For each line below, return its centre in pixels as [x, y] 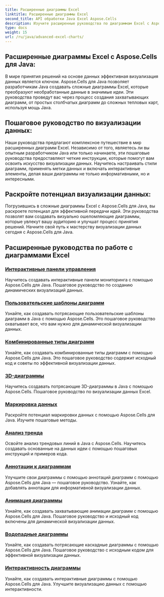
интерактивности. [24, 589]
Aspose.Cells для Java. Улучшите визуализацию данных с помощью [76, 584]
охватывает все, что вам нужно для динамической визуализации [73, 324]
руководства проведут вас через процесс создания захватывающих [77, 97]
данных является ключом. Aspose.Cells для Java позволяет [67, 81]
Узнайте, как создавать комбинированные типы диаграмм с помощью [79, 352]
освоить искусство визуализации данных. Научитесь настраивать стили [81, 163]
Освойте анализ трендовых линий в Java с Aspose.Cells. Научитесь [76, 444]
